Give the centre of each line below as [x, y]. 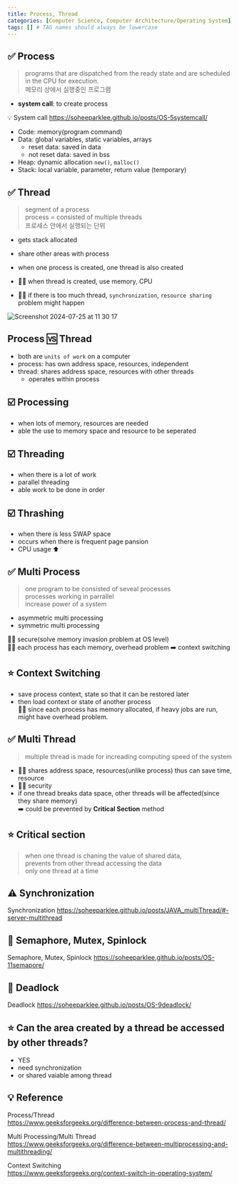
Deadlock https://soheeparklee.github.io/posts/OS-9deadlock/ [100, 1005]
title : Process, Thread [43, 14]
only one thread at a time [61, 871]
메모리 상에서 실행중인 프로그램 [68, 89]
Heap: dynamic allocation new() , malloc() [78, 162]
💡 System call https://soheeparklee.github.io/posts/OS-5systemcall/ [108, 118]
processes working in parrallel [69, 596]
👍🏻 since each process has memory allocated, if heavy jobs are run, [118, 709]
